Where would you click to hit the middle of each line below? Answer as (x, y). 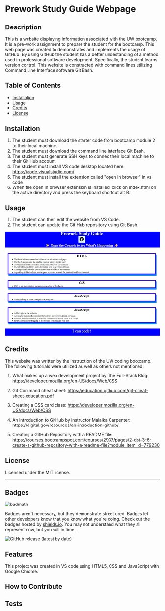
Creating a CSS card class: (39, 405)
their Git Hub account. (35, 161)
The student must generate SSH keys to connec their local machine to (83, 156)
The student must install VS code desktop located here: (69, 166)
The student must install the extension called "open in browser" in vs (82, 177)
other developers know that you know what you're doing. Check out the (78, 519)
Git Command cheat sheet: (39, 391)
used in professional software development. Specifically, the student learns (81, 60)
